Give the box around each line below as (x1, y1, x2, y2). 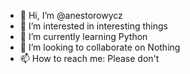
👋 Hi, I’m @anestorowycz (19, 10, 123, 21)
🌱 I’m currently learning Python (19, 31, 148, 42)
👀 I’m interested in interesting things (19, 20, 168, 32)
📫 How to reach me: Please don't (19, 53, 160, 64)
